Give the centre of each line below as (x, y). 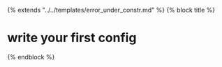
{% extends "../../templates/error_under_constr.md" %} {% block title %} (111, 10)
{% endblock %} (31, 57)
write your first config (72, 38)
